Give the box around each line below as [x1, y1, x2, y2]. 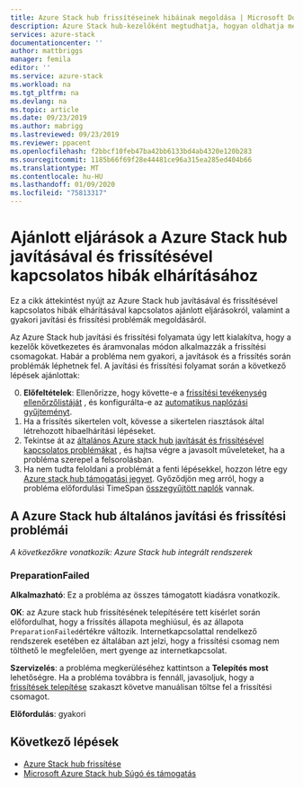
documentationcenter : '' [10, 38, 103, 48]
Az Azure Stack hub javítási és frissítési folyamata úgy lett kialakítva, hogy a [10, 332, 291, 342]
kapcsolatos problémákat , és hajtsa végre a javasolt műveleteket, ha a [22, 444, 286, 455]
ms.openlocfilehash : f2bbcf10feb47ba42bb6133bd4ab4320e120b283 [10, 146, 253, 155]
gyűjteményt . [22, 406, 73, 417]
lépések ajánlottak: [10, 369, 80, 380]
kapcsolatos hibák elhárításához [10, 266, 259, 286]
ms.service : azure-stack [10, 72, 103, 81]
